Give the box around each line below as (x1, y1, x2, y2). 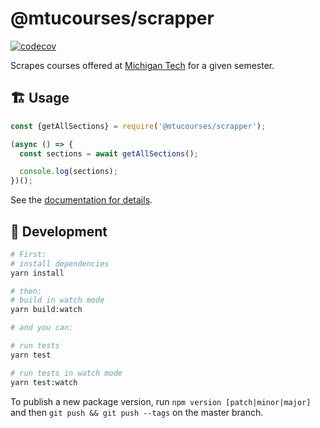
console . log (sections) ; (19, 167, 118, 177)
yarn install (10, 268, 65, 278)
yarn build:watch (10, 305, 83, 315)
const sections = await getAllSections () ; (19, 148, 199, 159)
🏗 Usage (10, 90, 70, 107)
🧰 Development (10, 223, 108, 240)
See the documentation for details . (10, 194, 153, 206)
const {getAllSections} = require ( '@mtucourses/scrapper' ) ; (10, 121, 267, 131)
